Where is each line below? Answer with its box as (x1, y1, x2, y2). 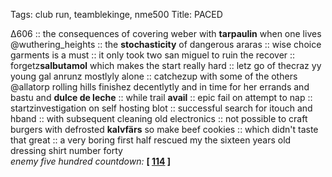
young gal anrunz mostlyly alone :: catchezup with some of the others (10, 70, 298, 82)
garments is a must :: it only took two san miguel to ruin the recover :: (10, 49, 296, 61)
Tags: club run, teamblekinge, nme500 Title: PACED (10, 9, 223, 20)
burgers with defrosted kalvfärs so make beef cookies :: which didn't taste (10, 124, 319, 135)
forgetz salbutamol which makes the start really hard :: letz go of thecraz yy (10, 60, 322, 71)
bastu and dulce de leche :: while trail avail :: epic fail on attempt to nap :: (10, 92, 313, 103)
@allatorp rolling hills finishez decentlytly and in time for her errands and (10, 81, 310, 93)
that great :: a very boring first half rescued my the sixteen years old (10, 134, 292, 146)
